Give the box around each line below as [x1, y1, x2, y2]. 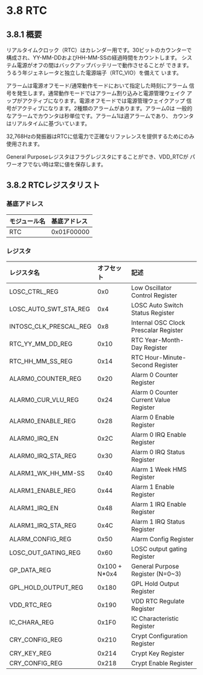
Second [130, 361, 153, 369]
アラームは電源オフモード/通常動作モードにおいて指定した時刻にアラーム [6, 82, 188, 89]
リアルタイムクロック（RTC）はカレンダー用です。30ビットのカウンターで [6, 47, 192, 53]
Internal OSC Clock [130, 318, 185, 327]
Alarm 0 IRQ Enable [130, 430, 187, 439]
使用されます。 [6, 140, 43, 147]
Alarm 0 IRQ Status [130, 447, 185, 456]
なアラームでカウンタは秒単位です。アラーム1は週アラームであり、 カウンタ [6, 113, 195, 119]
